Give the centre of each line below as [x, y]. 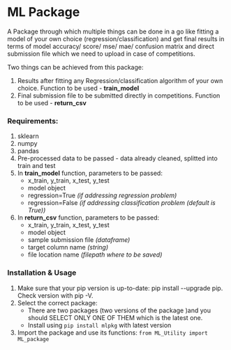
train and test [36, 166]
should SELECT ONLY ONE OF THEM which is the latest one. [115, 317]
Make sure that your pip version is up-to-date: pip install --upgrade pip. [120, 288]
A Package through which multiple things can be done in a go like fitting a [113, 31]
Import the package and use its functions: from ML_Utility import [112, 333]
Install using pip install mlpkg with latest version [99, 325]
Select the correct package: [57, 303]
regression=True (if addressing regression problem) [102, 195]
